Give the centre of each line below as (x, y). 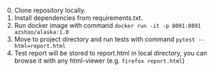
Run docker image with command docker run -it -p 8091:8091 (107, 25)
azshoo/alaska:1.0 (41, 32)
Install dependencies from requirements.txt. (78, 18)
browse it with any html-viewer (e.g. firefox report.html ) (100, 61)
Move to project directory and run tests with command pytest (105, 39)
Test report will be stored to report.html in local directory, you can (111, 53)
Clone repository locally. (50, 10)
